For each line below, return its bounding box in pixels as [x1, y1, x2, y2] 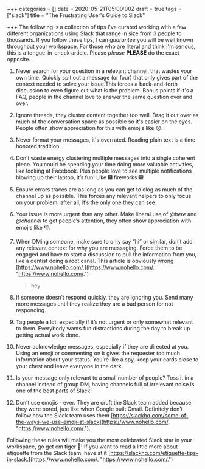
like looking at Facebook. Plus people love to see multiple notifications [15, 167, 192, 174]
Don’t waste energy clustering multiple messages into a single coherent [15, 154, 195, 162]
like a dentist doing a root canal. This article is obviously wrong [15, 258, 174, 264]
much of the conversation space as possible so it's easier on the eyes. [15, 118, 192, 125]
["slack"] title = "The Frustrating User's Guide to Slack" [7, 12, 145, 19]
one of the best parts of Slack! [15, 387, 92, 394]
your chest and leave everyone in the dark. [15, 363, 123, 369]
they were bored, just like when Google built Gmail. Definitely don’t [15, 405, 183, 413]
